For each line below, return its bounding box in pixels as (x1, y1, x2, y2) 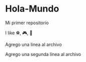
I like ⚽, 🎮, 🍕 (5, 30, 33, 36)
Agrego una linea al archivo (5, 41, 62, 47)
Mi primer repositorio (5, 20, 49, 26)
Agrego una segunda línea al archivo (5, 51, 81, 57)
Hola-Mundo (5, 3, 59, 15)
